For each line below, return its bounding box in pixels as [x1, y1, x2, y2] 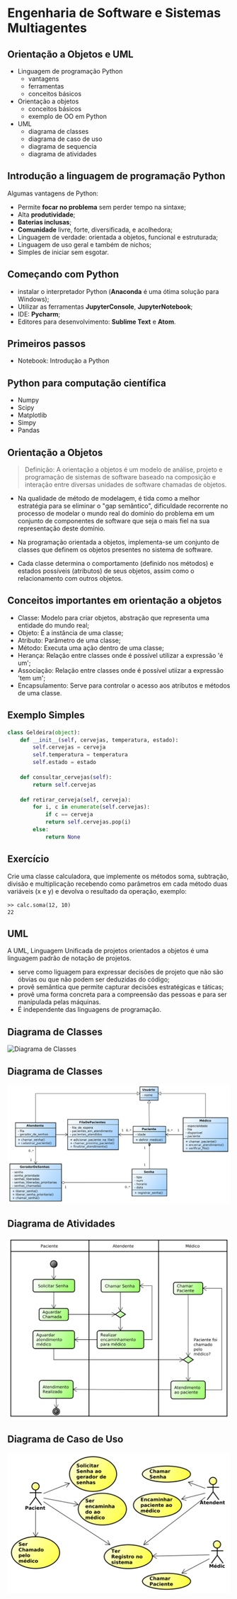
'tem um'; [17, 673, 46, 682]
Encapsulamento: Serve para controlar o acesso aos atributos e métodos [17, 681, 231, 690]
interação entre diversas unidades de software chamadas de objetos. [24, 480, 227, 489]
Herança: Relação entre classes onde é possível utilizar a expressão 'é [17, 651, 224, 659]
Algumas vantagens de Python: [7, 189, 99, 198]
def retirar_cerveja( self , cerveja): [20, 796, 132, 803]
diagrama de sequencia [28, 142, 97, 150]
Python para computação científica [7, 377, 166, 389]
